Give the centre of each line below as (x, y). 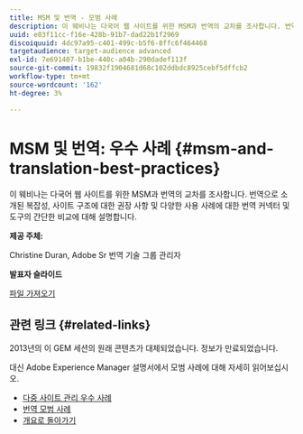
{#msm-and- (224, 148)
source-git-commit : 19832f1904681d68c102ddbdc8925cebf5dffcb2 (129, 69)
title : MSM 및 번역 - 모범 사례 (64, 18)
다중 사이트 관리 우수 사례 (67, 398)
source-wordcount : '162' (56, 85)
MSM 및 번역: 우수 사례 (90, 148)
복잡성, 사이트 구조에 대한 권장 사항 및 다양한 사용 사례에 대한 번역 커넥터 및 (158, 206)
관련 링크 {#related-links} (80, 324)
